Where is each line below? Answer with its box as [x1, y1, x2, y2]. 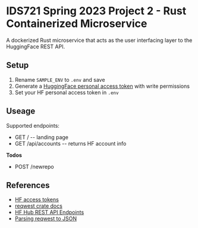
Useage [6, 106, 36, 116]
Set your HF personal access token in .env [14, 88, 119, 96]
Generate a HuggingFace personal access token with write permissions [14, 82, 190, 90]
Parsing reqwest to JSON [14, 215, 77, 222]
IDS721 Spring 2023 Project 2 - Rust [6, 4, 187, 18]
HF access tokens [14, 196, 59, 204]
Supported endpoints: [6, 122, 59, 129]
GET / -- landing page [14, 133, 69, 141]
